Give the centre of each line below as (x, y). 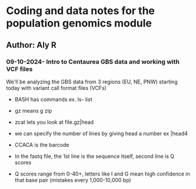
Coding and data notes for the (80, 11)
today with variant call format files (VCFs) (57, 88)
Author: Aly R (31, 45)
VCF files (19, 69)
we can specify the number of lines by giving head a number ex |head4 (101, 133)
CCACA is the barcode (42, 144)
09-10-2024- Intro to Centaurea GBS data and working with (93, 62)
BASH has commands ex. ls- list (53, 99)
